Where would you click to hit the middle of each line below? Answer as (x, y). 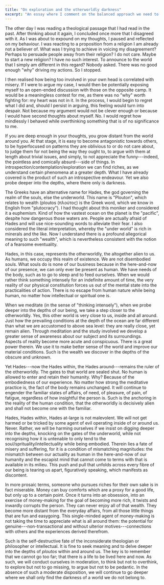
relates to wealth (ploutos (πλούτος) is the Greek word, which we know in (79, 203)
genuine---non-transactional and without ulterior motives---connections (78, 526)
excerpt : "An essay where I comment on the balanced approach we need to (82, 14)
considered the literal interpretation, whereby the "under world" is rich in (78, 229)
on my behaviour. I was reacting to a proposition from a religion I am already (82, 44)
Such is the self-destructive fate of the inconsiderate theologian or (72, 541)
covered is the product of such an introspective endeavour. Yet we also (77, 178)
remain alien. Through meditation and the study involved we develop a (76, 331)
